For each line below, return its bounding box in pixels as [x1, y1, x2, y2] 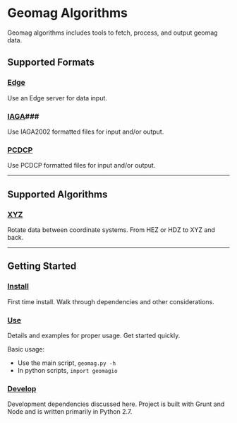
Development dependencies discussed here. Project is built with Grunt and [7, 400, 225, 408]
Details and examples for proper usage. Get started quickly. [7, 331, 181, 340]
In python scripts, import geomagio [17, 366, 118, 374]
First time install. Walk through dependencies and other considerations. [7, 297, 215, 306]
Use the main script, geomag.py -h [17, 359, 116, 367]
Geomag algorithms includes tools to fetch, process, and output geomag [7, 28, 218, 37]
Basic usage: [7, 344, 45, 353]
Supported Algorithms [7, 188, 108, 200]
